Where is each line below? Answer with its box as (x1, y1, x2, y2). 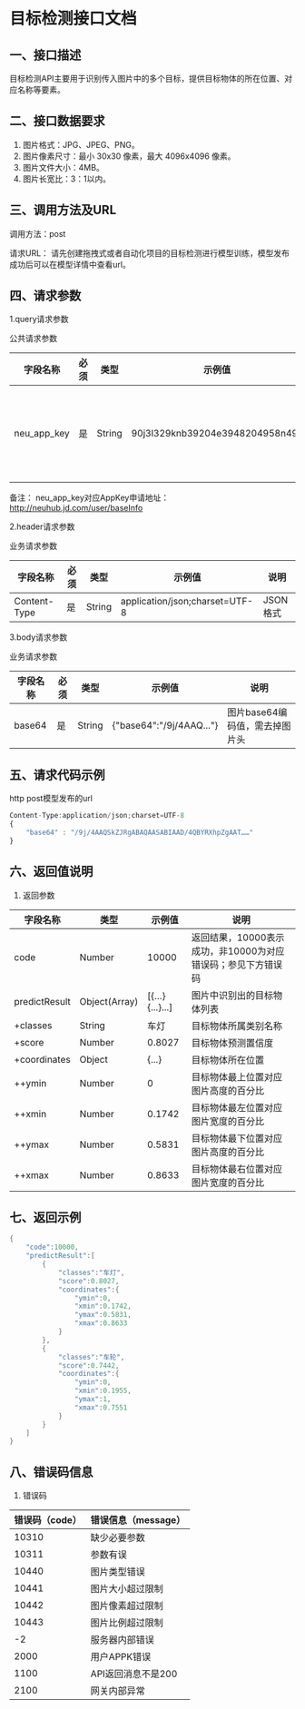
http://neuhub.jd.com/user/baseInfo (9, 503, 143, 514)
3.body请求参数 (9, 632, 68, 643)
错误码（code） (14, 1514, 82, 1527)
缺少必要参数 (90, 1531, 145, 1544)
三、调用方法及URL (9, 202, 117, 218)
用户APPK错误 (90, 1651, 152, 1664)
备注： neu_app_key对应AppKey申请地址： (9, 492, 170, 504)
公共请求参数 (9, 333, 57, 344)
